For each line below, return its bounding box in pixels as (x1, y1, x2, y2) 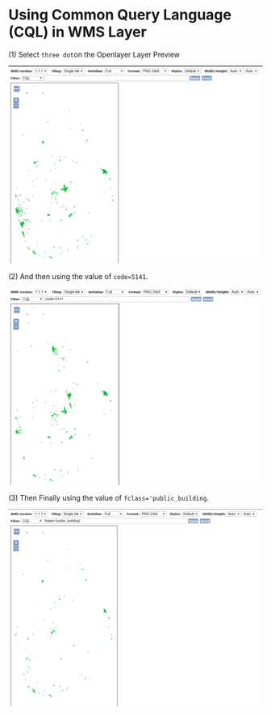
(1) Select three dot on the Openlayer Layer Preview (8, 49, 180, 59)
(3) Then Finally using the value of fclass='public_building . (8, 493, 210, 502)
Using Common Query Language (8, 6, 232, 24)
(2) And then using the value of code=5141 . (8, 272, 148, 281)
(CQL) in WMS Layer (8, 23, 147, 41)
